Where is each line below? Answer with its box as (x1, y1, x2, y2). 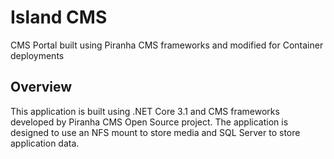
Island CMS (10, 6, 108, 29)
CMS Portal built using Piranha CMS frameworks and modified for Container (10, 39, 324, 51)
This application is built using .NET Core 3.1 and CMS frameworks (10, 105, 280, 117)
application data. (10, 137, 80, 149)
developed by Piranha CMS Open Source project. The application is (10, 116, 289, 128)
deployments (10, 49, 65, 61)
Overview (10, 79, 73, 96)
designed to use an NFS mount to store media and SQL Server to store (10, 126, 301, 138)
